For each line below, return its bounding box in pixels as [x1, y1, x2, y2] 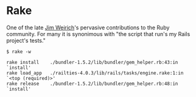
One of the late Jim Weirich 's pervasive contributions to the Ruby [6, 24, 170, 31]
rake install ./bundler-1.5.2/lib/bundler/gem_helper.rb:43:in [6, 59, 178, 65]
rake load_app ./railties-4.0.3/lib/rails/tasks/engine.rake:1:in [6, 70, 184, 76]
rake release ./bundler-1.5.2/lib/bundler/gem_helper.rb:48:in [6, 81, 178, 87]
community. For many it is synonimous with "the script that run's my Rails [6, 30, 191, 37]
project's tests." [6, 37, 46, 44]
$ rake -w [6, 48, 32, 55]
